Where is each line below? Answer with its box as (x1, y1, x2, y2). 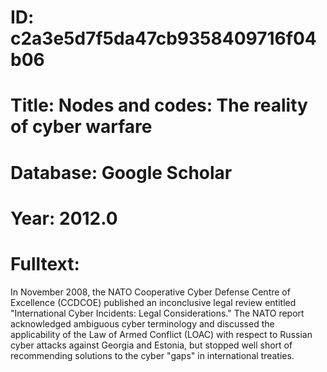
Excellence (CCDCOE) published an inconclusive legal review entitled (10, 296, 297, 308)
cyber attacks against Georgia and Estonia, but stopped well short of (10, 339, 293, 351)
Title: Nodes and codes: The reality (10, 94, 308, 117)
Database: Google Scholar (10, 161, 233, 184)
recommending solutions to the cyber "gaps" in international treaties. (10, 349, 295, 361)
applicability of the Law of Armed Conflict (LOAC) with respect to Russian (10, 328, 313, 340)
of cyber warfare (10, 116, 153, 138)
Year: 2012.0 (10, 207, 118, 230)
